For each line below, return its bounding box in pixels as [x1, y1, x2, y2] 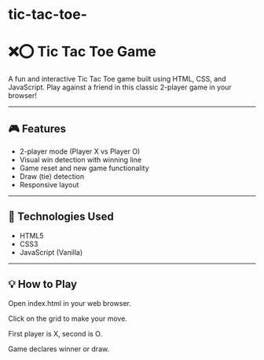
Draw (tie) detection [19, 171, 85, 181]
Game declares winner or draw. [8, 344, 110, 354]
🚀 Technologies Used [8, 210, 114, 224]
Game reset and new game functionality [19, 163, 149, 173]
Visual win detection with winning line [19, 155, 142, 164]
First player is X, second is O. [8, 329, 103, 338]
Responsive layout [19, 180, 79, 189]
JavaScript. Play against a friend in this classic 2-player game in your [8, 82, 232, 92]
